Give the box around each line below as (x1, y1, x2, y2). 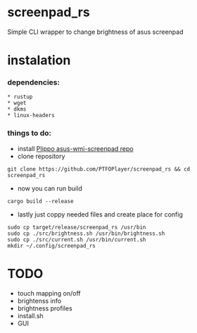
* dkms (7, 106, 27, 113)
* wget (7, 99, 27, 107)
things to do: (7, 128, 51, 138)
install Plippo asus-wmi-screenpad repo (17, 144, 134, 152)
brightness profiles (17, 304, 72, 313)
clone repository (17, 152, 65, 160)
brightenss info (17, 296, 62, 305)
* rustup (7, 93, 33, 101)
